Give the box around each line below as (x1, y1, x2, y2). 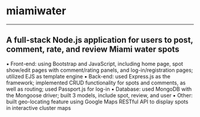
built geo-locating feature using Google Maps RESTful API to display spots (6, 98, 189, 105)
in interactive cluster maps (6, 104, 71, 111)
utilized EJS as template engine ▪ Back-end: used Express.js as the (6, 72, 171, 80)
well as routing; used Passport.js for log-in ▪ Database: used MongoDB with (6, 85, 192, 93)
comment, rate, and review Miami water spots (6, 45, 180, 55)
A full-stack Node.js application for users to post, (6, 35, 193, 45)
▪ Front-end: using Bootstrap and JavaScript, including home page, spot (6, 60, 183, 67)
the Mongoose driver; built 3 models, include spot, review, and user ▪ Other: (6, 91, 193, 99)
